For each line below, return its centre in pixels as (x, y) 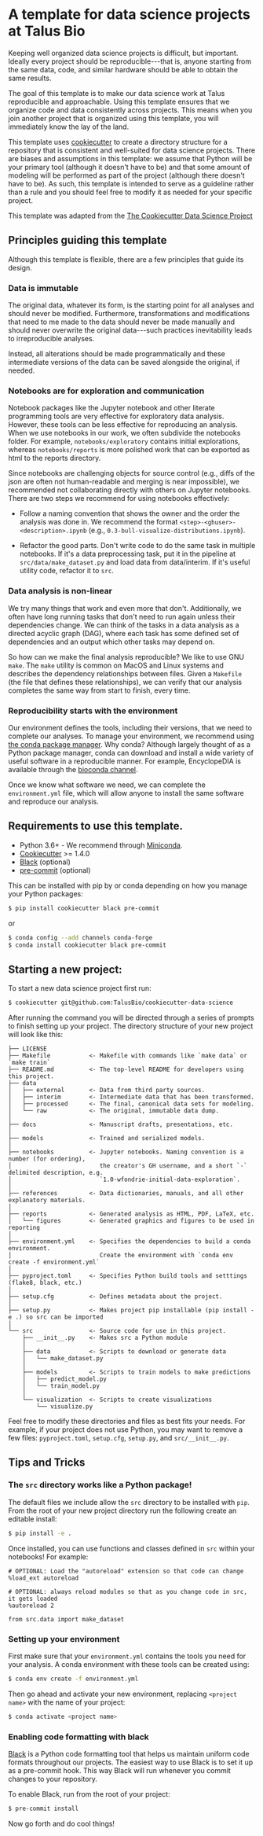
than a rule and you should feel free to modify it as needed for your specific (130, 192)
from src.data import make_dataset (66, 1619)
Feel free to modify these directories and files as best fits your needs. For (127, 1422)
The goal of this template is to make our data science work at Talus (117, 93)
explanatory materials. (47, 1201)
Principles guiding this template (88, 240)
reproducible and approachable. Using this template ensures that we (119, 101)
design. (20, 267)
